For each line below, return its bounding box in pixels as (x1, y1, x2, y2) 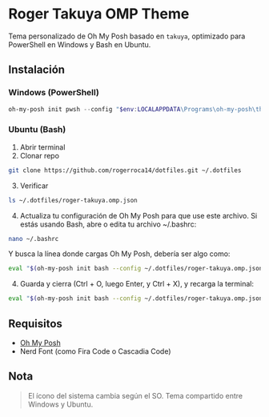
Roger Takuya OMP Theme (8, 5, 190, 23)
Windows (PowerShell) (8, 87, 100, 98)
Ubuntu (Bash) (8, 124, 66, 135)
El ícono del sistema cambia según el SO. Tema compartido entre (27, 391, 243, 400)
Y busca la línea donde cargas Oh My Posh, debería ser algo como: (8, 249, 231, 259)
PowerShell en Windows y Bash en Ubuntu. (8, 39, 151, 49)
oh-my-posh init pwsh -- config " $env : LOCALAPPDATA (8, 105, 181, 113)
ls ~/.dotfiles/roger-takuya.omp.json (8, 196, 138, 204)
